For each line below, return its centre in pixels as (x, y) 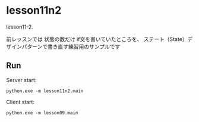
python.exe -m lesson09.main (42, 113)
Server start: (21, 80)
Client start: (20, 102)
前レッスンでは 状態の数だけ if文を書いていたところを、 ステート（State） (97, 39)
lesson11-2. (20, 27)
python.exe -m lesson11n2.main (45, 91)
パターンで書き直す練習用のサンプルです (71, 46)
